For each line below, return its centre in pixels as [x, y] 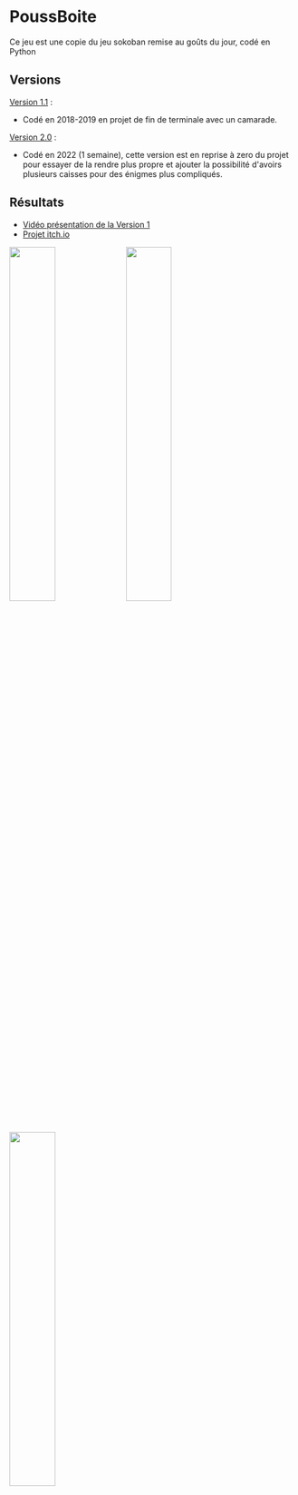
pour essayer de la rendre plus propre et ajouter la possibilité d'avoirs [152, 164]
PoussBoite [53, 17]
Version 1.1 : [31, 102]
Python [23, 51]
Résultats [37, 203]
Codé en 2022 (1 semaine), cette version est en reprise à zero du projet [155, 154]
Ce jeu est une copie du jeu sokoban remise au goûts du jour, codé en [140, 42]
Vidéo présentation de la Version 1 [86, 224]
